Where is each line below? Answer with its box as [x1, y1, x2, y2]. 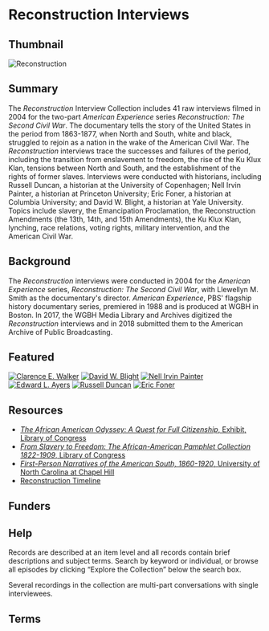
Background [8, 254, 71, 268]
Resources [8, 403, 63, 417]
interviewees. [8, 588, 53, 599]
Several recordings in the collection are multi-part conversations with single [8, 580, 259, 590]
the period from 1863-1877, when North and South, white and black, [8, 128, 233, 138]
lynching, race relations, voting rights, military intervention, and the [8, 222, 230, 232]
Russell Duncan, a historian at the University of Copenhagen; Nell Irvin [8, 180, 241, 189]
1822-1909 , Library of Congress [19, 450, 126, 460]
